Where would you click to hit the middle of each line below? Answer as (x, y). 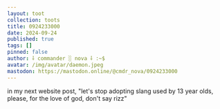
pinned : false (28, 52)
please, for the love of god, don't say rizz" (67, 98)
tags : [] (20, 46)
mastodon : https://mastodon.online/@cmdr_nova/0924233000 (92, 71)
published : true (30, 39)
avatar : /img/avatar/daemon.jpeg (55, 65)
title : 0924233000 (34, 26)
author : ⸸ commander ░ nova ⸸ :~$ (56, 59)
